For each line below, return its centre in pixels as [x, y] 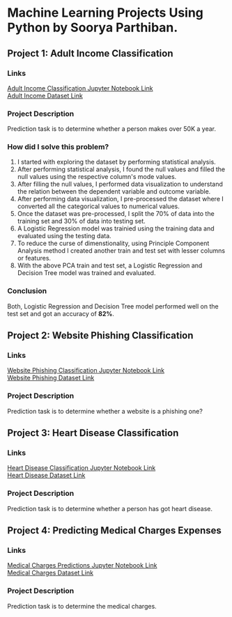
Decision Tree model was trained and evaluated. [86, 273]
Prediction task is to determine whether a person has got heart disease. [110, 508]
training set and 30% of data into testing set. [81, 221]
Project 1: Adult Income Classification [90, 53]
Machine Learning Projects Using [106, 13]
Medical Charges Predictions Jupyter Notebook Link [82, 565]
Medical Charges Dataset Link [51, 573]
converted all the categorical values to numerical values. [98, 206]
